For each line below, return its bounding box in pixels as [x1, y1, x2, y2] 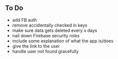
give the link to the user [12, 43, 60, 49]
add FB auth [12, 17, 37, 23]
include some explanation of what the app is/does [12, 38, 114, 44]
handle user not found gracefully [12, 48, 79, 54]
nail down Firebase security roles [12, 32, 80, 38]
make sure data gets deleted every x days [12, 27, 97, 33]
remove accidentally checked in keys [12, 22, 88, 28]
